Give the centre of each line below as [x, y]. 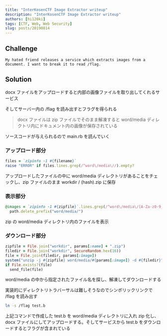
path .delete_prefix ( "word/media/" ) [46, 211]
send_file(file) [26, 269]
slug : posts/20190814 [28, 28]
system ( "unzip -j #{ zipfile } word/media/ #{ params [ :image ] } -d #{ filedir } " [84, 260]
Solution [18, 79]
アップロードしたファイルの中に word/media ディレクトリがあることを [77, 176]
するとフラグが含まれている [42, 329]
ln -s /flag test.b [25, 306]
